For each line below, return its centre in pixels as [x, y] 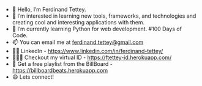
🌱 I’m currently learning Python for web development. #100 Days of [97, 29]
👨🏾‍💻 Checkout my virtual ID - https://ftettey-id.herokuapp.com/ [92, 57]
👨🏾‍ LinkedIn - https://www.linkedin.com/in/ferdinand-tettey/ [88, 51]
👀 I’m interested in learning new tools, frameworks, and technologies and [104, 16]
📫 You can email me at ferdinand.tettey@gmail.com [78, 42]
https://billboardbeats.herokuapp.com [60, 70]
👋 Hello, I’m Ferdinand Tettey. [49, 9]
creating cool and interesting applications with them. [78, 22]
